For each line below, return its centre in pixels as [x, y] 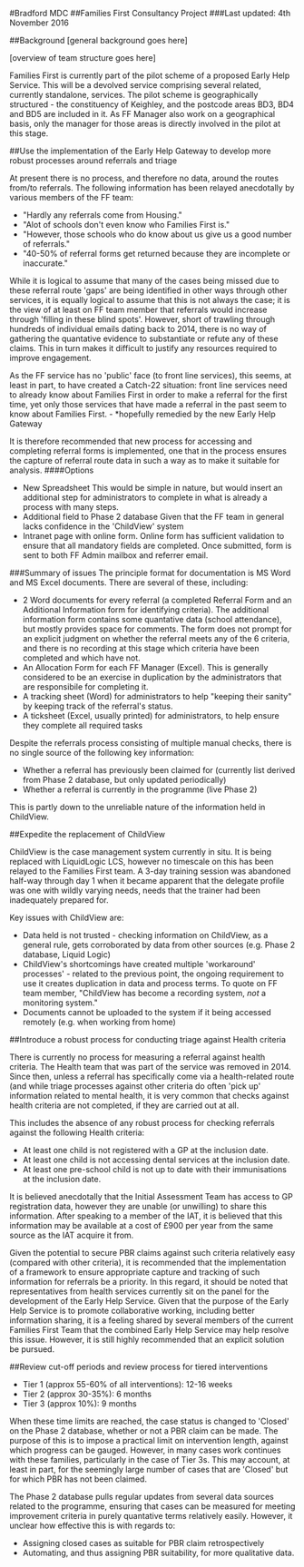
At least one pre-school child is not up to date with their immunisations [155, 1169]
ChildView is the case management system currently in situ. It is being [141, 852]
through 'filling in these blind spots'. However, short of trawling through [142, 319]
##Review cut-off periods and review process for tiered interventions [139, 1366]
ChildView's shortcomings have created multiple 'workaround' [139, 964]
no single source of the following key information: [102, 753]
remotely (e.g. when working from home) [99, 1022]
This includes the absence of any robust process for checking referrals [142, 1123]
